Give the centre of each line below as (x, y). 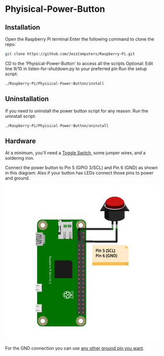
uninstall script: (21, 116)
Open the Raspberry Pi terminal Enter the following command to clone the (80, 39)
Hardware (20, 141)
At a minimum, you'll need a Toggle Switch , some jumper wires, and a (75, 153)
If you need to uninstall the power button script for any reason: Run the (77, 111)
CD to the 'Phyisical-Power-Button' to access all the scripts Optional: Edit (79, 63)
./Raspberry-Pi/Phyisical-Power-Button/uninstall (57, 126)
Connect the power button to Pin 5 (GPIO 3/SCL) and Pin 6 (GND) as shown (82, 168)
